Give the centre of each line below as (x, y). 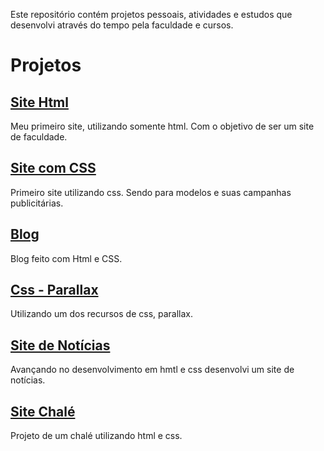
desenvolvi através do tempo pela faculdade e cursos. (122, 25)
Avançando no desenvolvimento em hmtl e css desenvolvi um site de (152, 370)
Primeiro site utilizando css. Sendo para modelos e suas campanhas (151, 192)
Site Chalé (43, 411)
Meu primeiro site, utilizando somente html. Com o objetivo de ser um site (162, 126)
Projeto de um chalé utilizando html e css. (96, 436)
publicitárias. (37, 203)
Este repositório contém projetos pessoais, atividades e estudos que (151, 14)
